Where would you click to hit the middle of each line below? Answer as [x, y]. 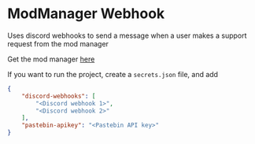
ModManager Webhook [86, 14]
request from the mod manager [58, 43]
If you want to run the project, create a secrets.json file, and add [113, 74]
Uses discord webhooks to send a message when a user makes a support [127, 35]
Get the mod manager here [51, 59]
